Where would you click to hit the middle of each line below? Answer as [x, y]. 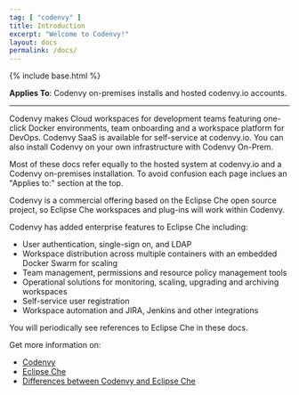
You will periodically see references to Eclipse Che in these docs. [129, 328]
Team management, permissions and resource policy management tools [154, 273]
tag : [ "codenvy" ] [45, 17]
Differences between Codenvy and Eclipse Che [109, 381]
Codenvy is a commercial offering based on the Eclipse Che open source [143, 200]
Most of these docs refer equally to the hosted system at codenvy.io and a [145, 165]
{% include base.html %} [55, 76]
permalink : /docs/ [43, 51]
